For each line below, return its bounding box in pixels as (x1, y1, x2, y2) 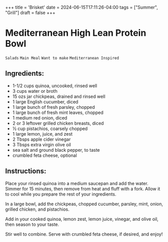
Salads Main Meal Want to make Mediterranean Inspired (5, 55, 119, 60)
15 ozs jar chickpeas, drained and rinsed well (12, 93, 105, 99)
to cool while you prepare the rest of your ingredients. (5, 191, 116, 197)
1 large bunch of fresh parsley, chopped (12, 104, 95, 110)
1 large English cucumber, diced (12, 98, 79, 105)
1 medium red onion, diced (12, 114, 68, 120)
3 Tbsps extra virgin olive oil (12, 141, 71, 148)
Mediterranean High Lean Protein (5, 27, 146, 39)
